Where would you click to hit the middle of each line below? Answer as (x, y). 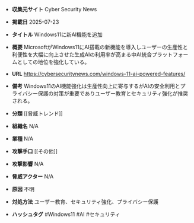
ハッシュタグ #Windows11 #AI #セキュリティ (66, 214)
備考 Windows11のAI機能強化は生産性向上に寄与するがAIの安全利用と (96, 86)
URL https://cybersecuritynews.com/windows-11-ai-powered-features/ (98, 74)
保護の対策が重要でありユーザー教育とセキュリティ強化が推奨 (113, 93)
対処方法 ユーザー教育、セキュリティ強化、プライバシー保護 (85, 202)
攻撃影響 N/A (28, 164)
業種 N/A (23, 138)
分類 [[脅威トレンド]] (37, 113)
